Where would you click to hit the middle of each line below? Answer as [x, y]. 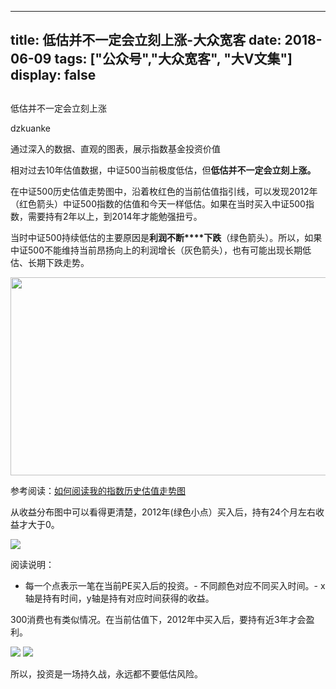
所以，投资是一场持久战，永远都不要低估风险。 [106, 673]
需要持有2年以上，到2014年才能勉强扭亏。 [115, 216]
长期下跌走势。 [58, 262]
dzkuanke [30, 128]
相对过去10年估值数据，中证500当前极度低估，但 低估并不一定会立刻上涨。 [163, 170]
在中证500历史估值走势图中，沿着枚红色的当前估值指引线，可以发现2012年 [164, 191]
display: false [53, 75]
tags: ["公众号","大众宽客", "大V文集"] [173, 59]
